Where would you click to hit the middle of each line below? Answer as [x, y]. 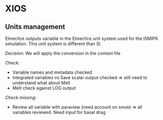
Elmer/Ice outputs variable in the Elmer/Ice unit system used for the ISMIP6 [82, 38]
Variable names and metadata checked [52, 72]
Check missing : [21, 97]
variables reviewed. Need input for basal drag [59, 112]
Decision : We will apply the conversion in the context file [63, 53]
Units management [35, 27]
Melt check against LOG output [44, 88]
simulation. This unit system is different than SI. [54, 44]
